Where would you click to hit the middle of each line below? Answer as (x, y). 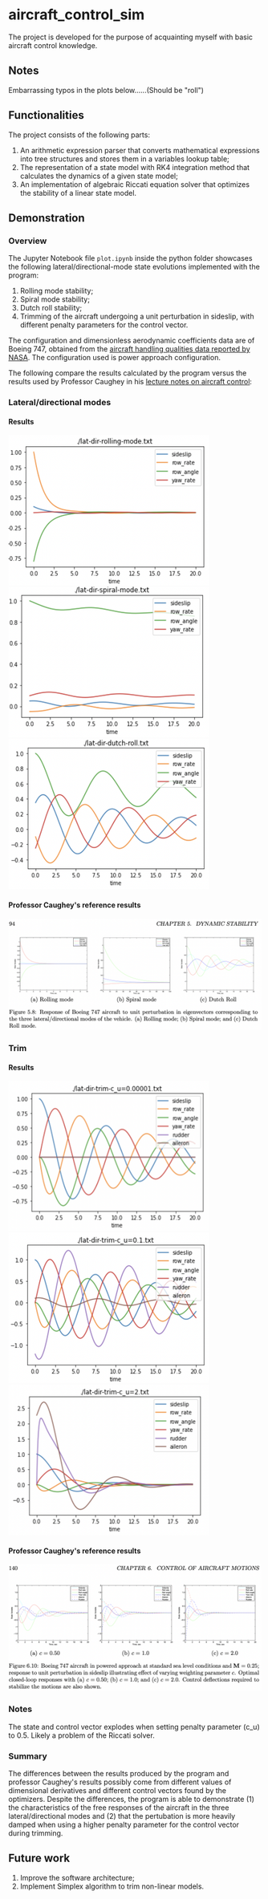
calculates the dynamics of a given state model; (99, 176)
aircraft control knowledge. (53, 45)
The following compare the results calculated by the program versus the (128, 373)
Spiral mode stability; (55, 299)
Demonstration (47, 218)
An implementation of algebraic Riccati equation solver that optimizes (135, 184)
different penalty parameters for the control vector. (104, 325)
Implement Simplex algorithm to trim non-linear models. (112, 1886)
